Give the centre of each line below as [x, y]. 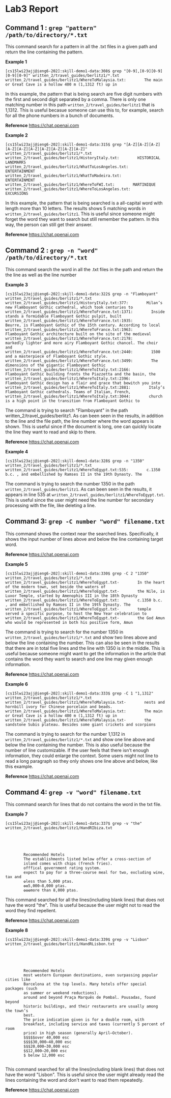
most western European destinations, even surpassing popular [91, 975]
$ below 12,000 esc [44, 1056]
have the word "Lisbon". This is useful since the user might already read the [85, 1075]
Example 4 [17, 451]
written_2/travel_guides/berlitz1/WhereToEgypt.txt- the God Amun [85, 618]
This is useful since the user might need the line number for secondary [79, 500]
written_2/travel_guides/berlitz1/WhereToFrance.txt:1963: [69, 329]
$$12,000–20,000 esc [45, 1051]
